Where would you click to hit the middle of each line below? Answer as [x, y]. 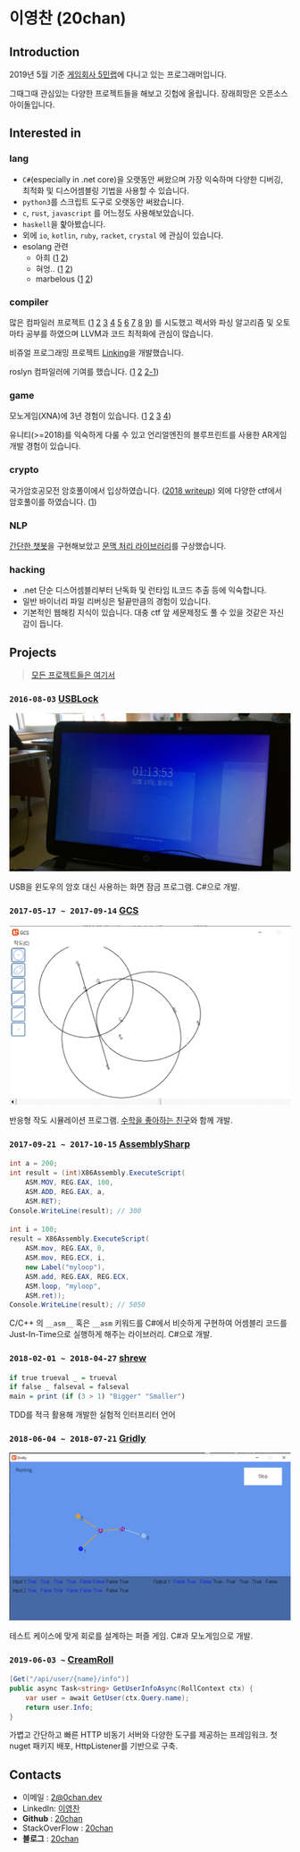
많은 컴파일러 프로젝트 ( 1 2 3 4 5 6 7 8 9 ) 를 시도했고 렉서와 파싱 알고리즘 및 [142, 322]
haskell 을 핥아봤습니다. [64, 223]
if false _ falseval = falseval [69, 1387]
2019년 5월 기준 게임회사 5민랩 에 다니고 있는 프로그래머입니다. [118, 74]
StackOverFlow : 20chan [67, 1828]
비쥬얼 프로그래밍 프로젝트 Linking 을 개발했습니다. [97, 352]
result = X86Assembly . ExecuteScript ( [79, 1239]
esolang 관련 [45, 246]
